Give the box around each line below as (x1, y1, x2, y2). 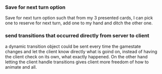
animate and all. (5, 64, 37, 70)
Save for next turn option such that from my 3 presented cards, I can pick (5, 15, 153, 21)
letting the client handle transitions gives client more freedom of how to (5, 59, 149, 65)
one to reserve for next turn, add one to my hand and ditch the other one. (5, 20, 153, 26)
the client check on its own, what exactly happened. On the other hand (5, 54, 148, 59)
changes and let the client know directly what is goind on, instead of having (5, 48, 158, 55)
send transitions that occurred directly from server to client (5, 32, 149, 39)
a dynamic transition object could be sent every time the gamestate (5, 43, 141, 49)
